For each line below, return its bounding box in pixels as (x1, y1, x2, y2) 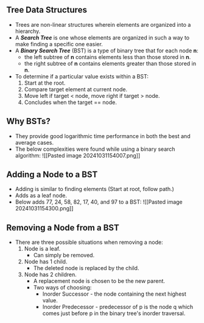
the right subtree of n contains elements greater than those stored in (24, 60, 197, 67)
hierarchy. (15, 27, 41, 35)
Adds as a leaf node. (15, 192, 68, 200)
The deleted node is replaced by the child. (33, 265, 139, 272)
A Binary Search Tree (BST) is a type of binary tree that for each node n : (15, 47, 199, 54)
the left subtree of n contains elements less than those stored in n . (24, 53, 191, 60)
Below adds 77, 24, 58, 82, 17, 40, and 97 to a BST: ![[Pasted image (15, 198, 183, 206)
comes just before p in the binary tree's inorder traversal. (42, 310, 186, 317)
